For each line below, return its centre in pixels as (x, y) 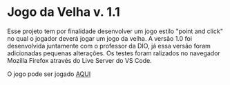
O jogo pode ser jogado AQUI (49, 74)
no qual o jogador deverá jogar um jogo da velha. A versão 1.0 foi (99, 38)
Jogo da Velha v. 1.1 (64, 12)
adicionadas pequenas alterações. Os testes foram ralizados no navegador (114, 53)
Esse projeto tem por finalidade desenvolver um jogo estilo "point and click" (115, 31)
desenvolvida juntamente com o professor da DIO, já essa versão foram (109, 46)
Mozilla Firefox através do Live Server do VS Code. (79, 60)
